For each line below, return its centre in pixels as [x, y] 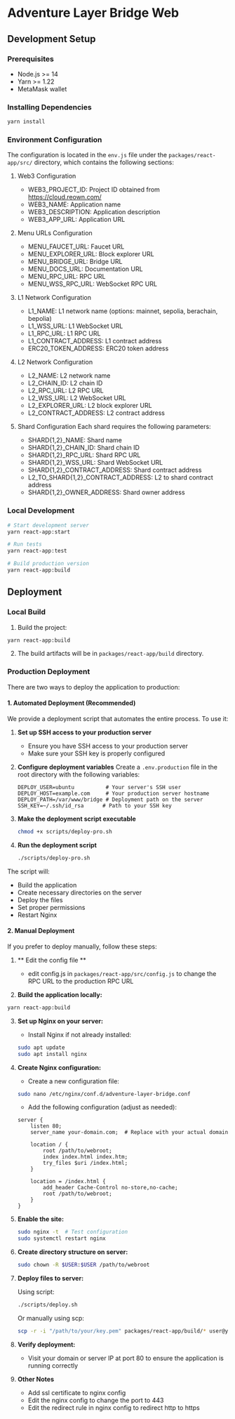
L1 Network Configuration [54, 298]
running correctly [53, 1365]
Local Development [41, 510]
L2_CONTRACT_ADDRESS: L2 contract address [96, 413]
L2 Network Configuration [55, 362]
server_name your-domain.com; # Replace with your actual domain [129, 1133]
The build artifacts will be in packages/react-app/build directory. [110, 654]
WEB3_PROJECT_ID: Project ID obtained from [94, 190]
